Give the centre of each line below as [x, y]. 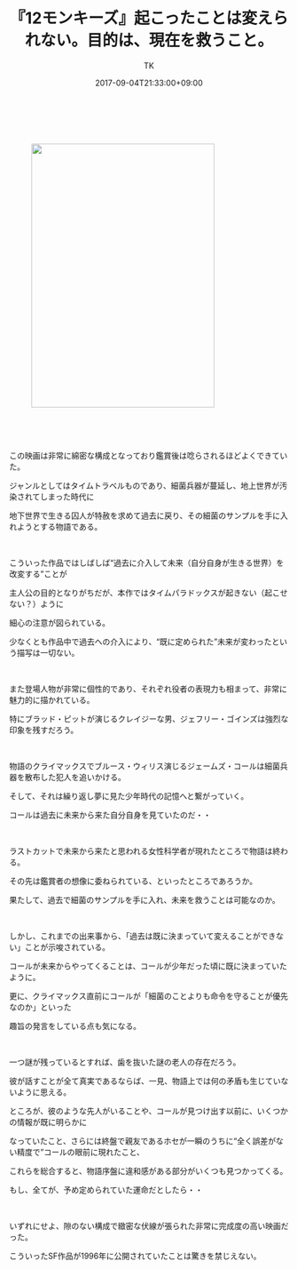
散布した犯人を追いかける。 [75, 777]
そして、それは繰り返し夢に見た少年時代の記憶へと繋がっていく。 [129, 795]
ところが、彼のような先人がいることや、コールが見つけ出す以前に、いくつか [148, 1111]
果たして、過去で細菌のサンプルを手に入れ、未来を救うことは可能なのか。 [145, 899]
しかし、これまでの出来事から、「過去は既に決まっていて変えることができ [143, 936]
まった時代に [71, 496]
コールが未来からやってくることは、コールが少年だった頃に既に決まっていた [148, 966]
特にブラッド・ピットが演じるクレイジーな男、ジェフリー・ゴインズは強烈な [149, 718]
